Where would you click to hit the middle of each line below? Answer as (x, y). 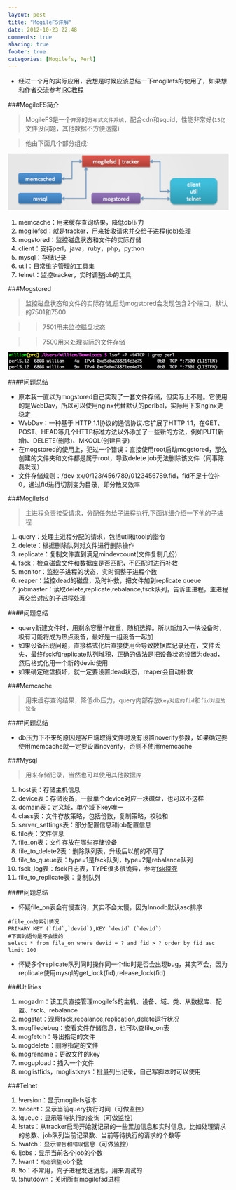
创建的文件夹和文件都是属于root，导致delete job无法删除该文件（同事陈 (121, 458)
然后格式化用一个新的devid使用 (63, 663)
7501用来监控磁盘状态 (74, 327)
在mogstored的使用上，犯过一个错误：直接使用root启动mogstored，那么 (123, 450)
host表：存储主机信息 (49, 790)
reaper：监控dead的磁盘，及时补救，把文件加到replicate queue (110, 581)
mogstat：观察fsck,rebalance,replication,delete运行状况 (99, 1019)
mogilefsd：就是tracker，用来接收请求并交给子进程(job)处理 (104, 231)
